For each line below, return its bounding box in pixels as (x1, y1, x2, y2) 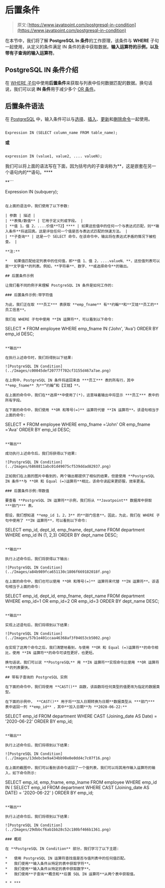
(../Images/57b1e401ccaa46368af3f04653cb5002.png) (5, 635, 111, 640)
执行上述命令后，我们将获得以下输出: (5, 556, 70, 561)
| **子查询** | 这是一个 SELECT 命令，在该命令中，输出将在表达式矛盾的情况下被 (5, 234, 153, 239)
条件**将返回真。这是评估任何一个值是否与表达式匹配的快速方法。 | (8, 228, 128, 234)
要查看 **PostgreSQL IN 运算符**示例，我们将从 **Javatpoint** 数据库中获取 (5, 498, 152, 503)
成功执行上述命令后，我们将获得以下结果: (5, 451, 77, 456)
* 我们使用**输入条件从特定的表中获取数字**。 (5, 866, 93, 871)
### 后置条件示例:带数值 (5, 488, 49, 493)
